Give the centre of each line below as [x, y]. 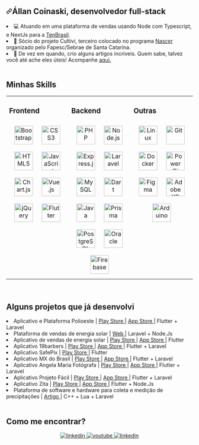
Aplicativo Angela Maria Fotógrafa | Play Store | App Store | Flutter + [97, 365]
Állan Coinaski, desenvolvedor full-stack [89, 12]
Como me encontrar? [46, 421]
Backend [86, 111]
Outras [145, 111]
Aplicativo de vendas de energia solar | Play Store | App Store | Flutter [99, 340]
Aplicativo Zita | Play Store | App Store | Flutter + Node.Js [84, 384]
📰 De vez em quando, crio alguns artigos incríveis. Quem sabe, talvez [98, 53]
